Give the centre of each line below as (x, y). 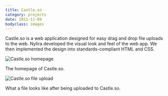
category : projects (26, 15)
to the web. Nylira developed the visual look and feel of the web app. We (81, 44)
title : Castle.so (24, 10)
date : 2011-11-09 (24, 19)
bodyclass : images (25, 24)
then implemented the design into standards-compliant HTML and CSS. (80, 49)
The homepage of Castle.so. (35, 69)
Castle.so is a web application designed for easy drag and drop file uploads (84, 38)
